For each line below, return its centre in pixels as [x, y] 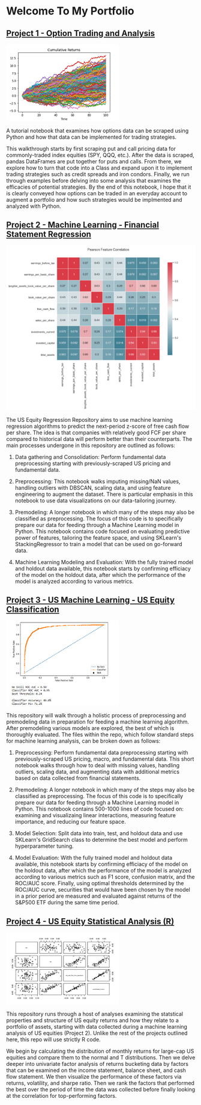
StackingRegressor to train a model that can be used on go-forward [98, 544]
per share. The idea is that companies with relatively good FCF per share [96, 432]
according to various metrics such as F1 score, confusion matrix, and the [105, 877]
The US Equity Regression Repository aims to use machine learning [89, 419]
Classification [33, 610]
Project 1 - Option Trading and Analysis [81, 33]
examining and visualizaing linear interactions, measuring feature [95, 815]
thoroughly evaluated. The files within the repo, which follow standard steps [100, 735]
